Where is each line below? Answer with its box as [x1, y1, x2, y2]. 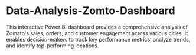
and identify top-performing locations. [6, 42, 99, 49]
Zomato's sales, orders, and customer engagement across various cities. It [6, 29, 188, 36]
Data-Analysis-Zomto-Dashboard [6, 4, 175, 18]
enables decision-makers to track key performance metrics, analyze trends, [6, 36, 191, 43]
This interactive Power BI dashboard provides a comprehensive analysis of [6, 23, 188, 30]
